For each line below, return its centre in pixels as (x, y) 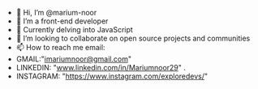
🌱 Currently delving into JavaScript (75, 30)
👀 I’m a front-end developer (62, 21)
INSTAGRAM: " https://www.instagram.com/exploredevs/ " (112, 76)
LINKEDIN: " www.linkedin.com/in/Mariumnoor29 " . (101, 68)
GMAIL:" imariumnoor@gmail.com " (74, 59)
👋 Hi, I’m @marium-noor (56, 13)
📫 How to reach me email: (60, 47)
